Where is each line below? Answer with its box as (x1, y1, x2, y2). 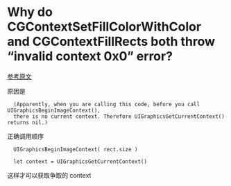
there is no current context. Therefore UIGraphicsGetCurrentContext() (13, 112, 225, 120)
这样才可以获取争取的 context (7, 171, 92, 179)
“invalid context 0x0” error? (7, 49, 173, 65)
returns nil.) (7, 119, 49, 126)
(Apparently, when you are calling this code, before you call (13, 101, 200, 108)
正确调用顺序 (7, 132, 44, 140)
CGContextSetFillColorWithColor (7, 19, 202, 35)
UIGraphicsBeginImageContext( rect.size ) (13, 146, 138, 153)
